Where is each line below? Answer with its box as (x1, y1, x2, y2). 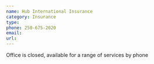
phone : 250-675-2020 (6, 24, 57, 31)
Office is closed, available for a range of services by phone (6, 52, 148, 58)
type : (6, 19, 19, 25)
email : (6, 30, 22, 36)
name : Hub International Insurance (6, 8, 93, 15)
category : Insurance (6, 14, 57, 20)
